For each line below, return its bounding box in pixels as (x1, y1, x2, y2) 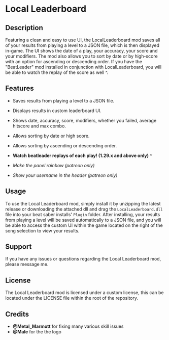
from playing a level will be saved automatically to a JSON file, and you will (5, 217, 161, 223)
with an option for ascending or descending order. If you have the (5, 59, 143, 64)
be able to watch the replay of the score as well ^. (5, 69, 109, 75)
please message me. (5, 261, 49, 268)
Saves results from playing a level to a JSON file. (12, 97, 115, 103)
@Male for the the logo (12, 329, 62, 335)
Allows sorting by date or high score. (12, 133, 90, 139)
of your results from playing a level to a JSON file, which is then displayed (5, 42, 160, 48)
